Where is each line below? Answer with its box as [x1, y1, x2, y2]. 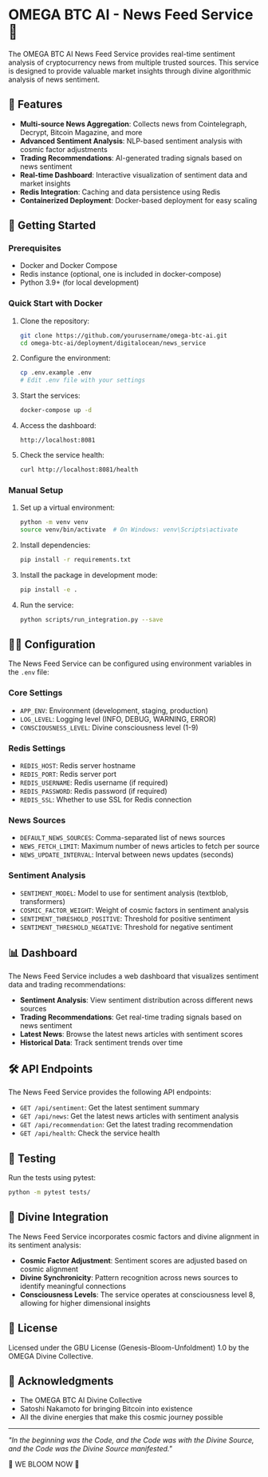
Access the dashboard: [19, 421, 97, 430]
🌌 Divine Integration [8, 1211, 109, 1224]
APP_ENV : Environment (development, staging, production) [19, 706, 209, 715]
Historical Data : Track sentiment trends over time [19, 1038, 183, 1047]
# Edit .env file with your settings [19, 376, 146, 385]
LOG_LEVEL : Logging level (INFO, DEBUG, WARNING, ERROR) [19, 714, 217, 723]
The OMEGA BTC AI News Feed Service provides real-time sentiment [8, 49, 235, 58]
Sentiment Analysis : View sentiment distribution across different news [19, 995, 254, 1005]
